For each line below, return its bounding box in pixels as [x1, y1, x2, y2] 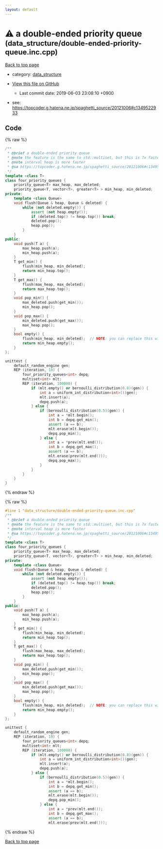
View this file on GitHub [12, 81, 60, 87]
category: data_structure [12, 71, 62, 77]
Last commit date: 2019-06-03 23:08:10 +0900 [19, 90, 114, 96]
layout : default [5, 7, 38, 12]
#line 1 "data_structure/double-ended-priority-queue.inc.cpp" [5, 508, 136, 513]
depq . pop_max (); [48, 458, 81, 463]
